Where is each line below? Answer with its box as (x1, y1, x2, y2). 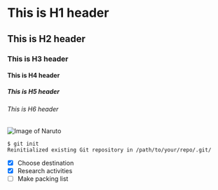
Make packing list (17, 174, 69, 183)
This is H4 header (7, 72, 60, 80)
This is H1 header (7, 5, 109, 21)
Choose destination (17, 158, 74, 167)
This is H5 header (7, 87, 60, 95)
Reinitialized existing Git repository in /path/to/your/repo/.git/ (7, 146, 212, 154)
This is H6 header (7, 105, 59, 114)
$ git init (7, 140, 39, 147)
